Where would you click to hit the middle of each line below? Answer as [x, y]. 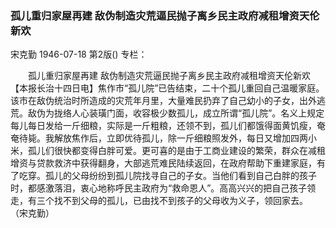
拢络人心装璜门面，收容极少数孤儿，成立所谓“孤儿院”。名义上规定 [189, 113]
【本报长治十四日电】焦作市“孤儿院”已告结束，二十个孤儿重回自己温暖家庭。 [167, 88]
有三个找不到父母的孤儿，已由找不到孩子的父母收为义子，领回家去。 [167, 201]
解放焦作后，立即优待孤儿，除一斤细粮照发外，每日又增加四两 [180, 138]
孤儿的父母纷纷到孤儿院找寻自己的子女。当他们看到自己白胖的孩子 [180, 176]
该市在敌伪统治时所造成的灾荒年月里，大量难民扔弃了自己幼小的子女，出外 [163, 101]
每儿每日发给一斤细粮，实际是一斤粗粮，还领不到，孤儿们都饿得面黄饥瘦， [163, 126]
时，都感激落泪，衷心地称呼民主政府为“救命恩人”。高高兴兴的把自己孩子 [159, 188]
